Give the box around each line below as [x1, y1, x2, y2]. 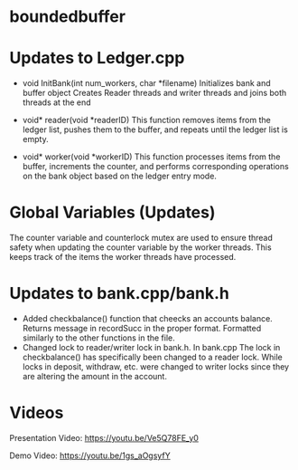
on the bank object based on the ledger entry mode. [22, 170, 217, 182]
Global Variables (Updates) [9, 202, 216, 223]
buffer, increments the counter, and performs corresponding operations [22, 161, 289, 172]
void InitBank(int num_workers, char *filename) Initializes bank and [22, 78, 271, 89]
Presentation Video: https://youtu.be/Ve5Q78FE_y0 [9, 432, 199, 443]
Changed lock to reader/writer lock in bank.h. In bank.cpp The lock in [22, 342, 281, 352]
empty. [22, 134, 49, 145]
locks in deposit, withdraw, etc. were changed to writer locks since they [22, 361, 290, 372]
